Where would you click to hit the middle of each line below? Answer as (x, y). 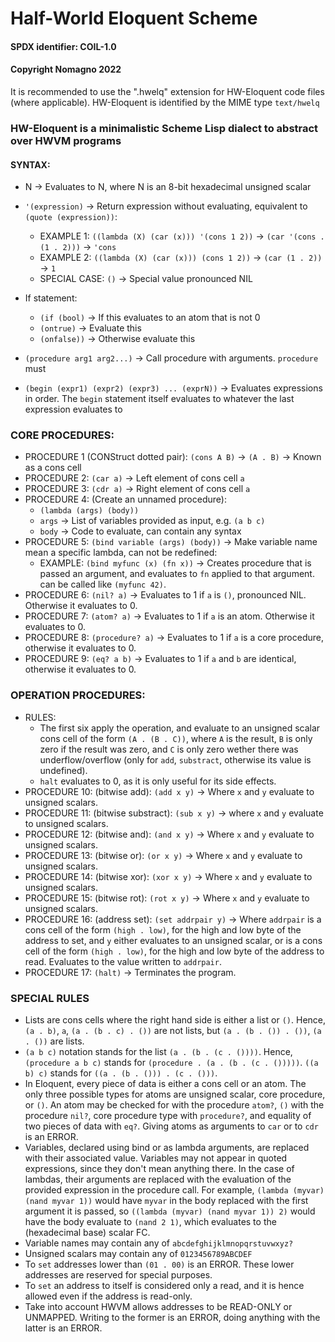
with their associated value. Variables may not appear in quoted (156, 1158)
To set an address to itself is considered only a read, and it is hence (164, 1285)
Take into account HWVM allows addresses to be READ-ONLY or (158, 1306)
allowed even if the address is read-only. (108, 1296)
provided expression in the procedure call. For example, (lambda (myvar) (174, 1190)
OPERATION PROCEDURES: (78, 695)
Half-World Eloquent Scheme (134, 18)
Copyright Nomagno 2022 (66, 69)
